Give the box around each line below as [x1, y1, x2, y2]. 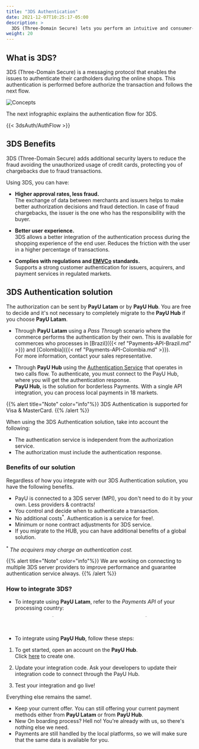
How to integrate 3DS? [6, 585, 72, 593]
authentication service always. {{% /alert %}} [6, 570, 117, 577]
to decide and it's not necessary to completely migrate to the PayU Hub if [6, 309, 185, 316]
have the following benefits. [6, 483, 74, 490]
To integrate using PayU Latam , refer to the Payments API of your [14, 598, 175, 605]
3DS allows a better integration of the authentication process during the [14, 233, 190, 240]
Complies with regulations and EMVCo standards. [14, 257, 140, 264]
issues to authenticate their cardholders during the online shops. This [6, 75, 176, 82]
